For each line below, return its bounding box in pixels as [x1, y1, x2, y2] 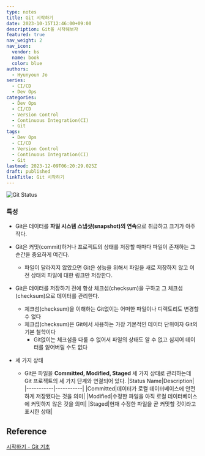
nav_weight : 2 [6, 37, 43, 44]
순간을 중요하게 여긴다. [15, 251, 70, 258]
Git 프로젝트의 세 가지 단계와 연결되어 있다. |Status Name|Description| [24, 378, 195, 385]
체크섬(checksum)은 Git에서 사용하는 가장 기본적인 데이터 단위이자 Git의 [24, 321, 198, 328]
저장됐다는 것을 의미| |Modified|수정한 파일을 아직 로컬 [35, 393, 166, 400]
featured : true [6, 32, 45, 38]
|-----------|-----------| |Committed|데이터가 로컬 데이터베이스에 [24, 385, 185, 392]
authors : [6, 66, 29, 72]
